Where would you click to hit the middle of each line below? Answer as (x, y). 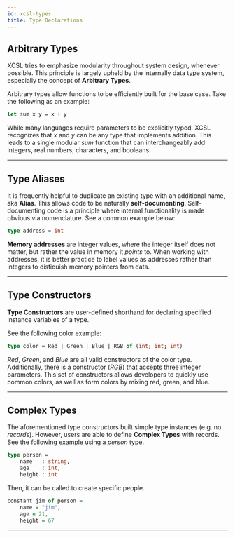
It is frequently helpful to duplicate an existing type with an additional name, (116, 196)
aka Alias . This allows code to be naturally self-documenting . (97, 203)
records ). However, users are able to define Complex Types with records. (114, 435)
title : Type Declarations (45, 20)
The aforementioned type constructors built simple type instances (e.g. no (114, 427)
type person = (28, 455)
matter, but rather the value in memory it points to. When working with (108, 251)
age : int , (40, 468)
